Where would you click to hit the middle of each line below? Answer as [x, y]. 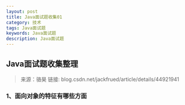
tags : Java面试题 [26, 28]
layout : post [22, 11]
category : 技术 [24, 22]
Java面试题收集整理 [42, 64]
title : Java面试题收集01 [34, 17]
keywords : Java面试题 [31, 33]
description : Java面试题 [35, 39]
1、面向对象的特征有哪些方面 [46, 96]
